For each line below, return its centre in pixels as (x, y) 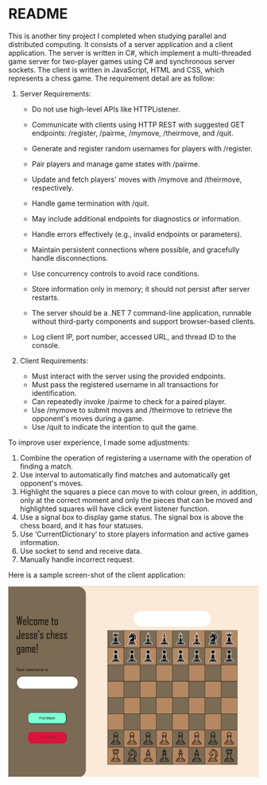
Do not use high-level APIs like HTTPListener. (106, 109)
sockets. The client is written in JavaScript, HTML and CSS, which (116, 69)
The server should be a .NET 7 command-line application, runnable (141, 312)
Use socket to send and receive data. (81, 551)
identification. (54, 393)
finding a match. (46, 466)
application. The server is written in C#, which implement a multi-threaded (130, 53)
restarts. (45, 297)
